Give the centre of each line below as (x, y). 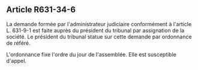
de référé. (19, 43)
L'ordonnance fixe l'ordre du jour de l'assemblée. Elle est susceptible (91, 54)
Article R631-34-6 (41, 10)
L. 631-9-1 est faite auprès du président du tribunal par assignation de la (95, 30)
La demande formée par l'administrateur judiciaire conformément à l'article (99, 24)
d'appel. (16, 61)
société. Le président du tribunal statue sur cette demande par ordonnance (99, 36)
